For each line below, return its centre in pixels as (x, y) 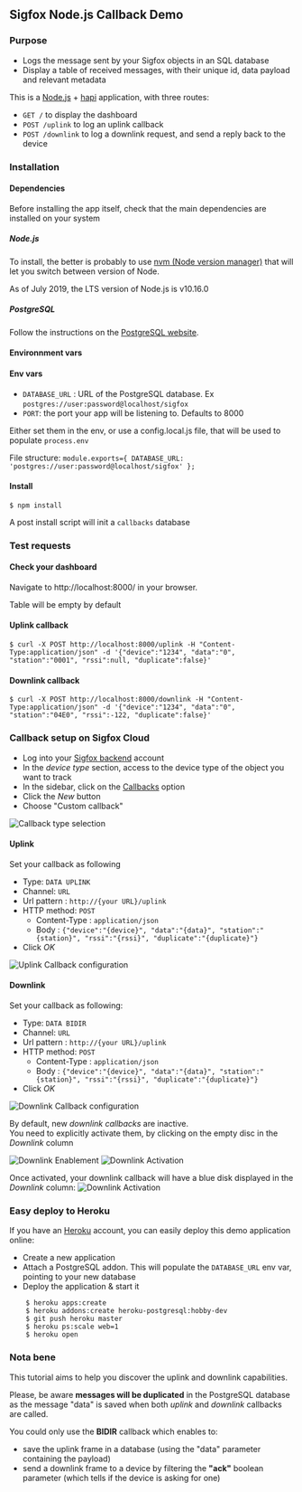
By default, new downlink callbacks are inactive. (99, 1123)
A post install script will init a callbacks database (100, 522)
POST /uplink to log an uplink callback (93, 124)
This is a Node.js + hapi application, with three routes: (110, 97)
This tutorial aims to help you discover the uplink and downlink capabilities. (149, 1377)
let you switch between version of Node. (85, 271)
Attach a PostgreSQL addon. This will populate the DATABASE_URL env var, (157, 1267)
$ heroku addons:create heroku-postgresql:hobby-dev (127, 1311)
